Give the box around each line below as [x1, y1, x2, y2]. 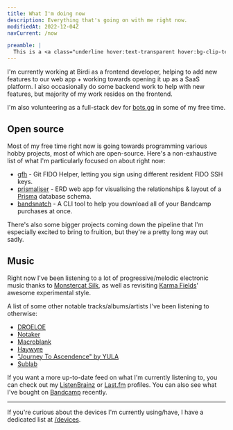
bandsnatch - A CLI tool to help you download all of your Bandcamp [17, 199, 212, 208]
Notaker [17, 330, 41, 338]
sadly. [7, 235, 24, 243]
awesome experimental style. [7, 288, 92, 297]
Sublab [17, 359, 38, 368]
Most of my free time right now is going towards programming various [7, 142, 207, 150]
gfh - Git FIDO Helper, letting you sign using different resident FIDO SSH [17, 169, 223, 178]
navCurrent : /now [7, 29, 58, 37]
